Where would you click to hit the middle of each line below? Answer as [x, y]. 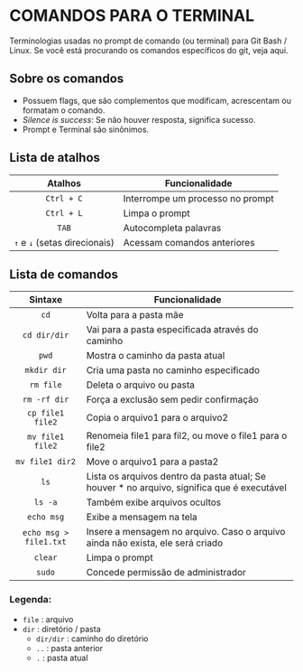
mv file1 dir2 [46, 462]
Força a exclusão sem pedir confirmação [172, 400]
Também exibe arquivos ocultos [154, 502]
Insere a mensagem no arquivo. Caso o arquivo [186, 532]
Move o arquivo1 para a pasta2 [152, 462]
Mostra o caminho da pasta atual [156, 356]
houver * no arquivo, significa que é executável [186, 488]
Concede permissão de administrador [166, 573]
